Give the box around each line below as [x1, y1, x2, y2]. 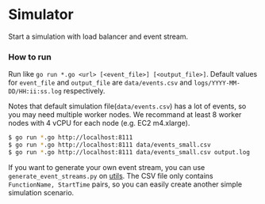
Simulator [8, 6, 74, 24]
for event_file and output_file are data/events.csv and [8, 77, 193, 88]
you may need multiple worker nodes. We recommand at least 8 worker [8, 110, 242, 119]
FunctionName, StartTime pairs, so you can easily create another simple [8, 179, 243, 189]
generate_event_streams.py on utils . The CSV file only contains [8, 171, 213, 180]
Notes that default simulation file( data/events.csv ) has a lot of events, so [8, 101, 247, 111]
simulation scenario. [8, 187, 75, 197]
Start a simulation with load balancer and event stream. [8, 32, 189, 41]
